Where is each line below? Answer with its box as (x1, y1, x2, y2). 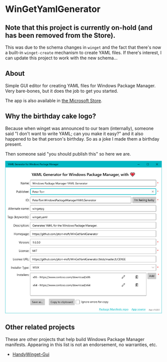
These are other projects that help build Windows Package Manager (5, 336, 145, 342)
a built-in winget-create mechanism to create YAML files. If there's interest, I (5, 50, 162, 55)
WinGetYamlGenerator (5, 3, 101, 15)
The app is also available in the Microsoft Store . (5, 97, 103, 103)
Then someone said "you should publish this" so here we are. (5, 151, 131, 157)
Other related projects (5, 323, 75, 332)
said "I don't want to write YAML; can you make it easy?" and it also (5, 131, 144, 137)
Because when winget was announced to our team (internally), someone (5, 125, 154, 131)
